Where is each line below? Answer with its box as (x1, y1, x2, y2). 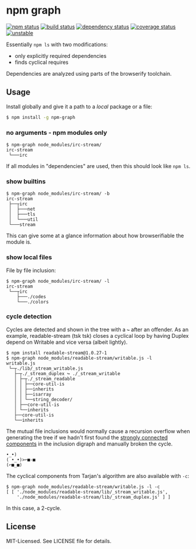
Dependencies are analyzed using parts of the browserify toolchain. (6, 70, 172, 77)
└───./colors (17, 299, 49, 305)
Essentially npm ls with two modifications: (6, 41, 108, 48)
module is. (6, 238, 31, 246)
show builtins (6, 177, 46, 185)
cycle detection (6, 312, 52, 321)
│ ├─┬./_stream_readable (14, 376, 76, 382)
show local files (6, 253, 52, 261)
